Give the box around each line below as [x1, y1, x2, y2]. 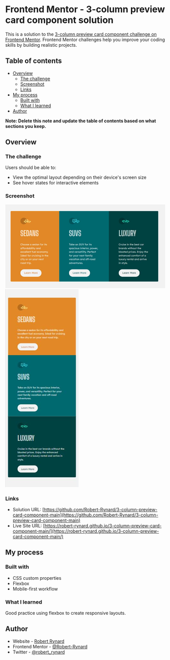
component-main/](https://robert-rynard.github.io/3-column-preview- [12, 528, 159, 534]
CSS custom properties [12, 575, 62, 581]
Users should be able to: [5, 164, 57, 171]
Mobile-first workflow [12, 585, 58, 592]
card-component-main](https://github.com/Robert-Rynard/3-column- [12, 512, 158, 518]
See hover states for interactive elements [12, 180, 99, 186]
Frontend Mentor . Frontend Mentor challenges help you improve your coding [5, 37, 165, 43]
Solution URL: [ [12, 506, 44, 512]
